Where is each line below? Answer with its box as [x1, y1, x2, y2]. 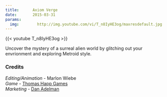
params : [5, 17, 22, 22]
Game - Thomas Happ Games [5, 80, 68, 86]
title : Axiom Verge [5, 7, 58, 13]
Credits [5, 63, 24, 71]
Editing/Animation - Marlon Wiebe [5, 75, 77, 81]
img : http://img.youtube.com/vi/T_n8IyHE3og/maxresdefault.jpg [10, 21, 162, 27]
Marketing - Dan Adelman [5, 86, 59, 92]
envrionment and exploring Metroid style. [5, 51, 92, 57]
